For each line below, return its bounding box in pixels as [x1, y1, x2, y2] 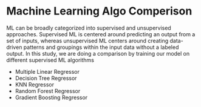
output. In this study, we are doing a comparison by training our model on [6, 50, 190, 57]
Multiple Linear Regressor [15, 68, 80, 75]
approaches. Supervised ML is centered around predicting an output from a [6, 30, 196, 37]
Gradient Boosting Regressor [15, 94, 88, 101]
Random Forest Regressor [15, 87, 81, 94]
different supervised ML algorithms [6, 56, 94, 63]
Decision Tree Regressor [15, 74, 77, 82]
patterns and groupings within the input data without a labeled [23, 44, 179, 51]
